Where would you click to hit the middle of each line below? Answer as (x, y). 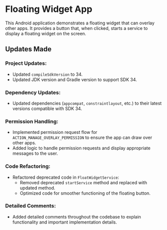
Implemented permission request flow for (55, 132)
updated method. (38, 188)
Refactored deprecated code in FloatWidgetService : (66, 177)
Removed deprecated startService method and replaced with (83, 182)
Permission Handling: (32, 121)
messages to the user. (35, 153)
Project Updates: (26, 63)
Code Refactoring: (28, 166)
